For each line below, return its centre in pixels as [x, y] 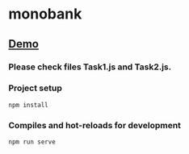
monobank [45, 14]
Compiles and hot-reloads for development [95, 125]
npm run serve [32, 142]
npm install [28, 105]
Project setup [35, 88]
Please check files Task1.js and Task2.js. [90, 67]
